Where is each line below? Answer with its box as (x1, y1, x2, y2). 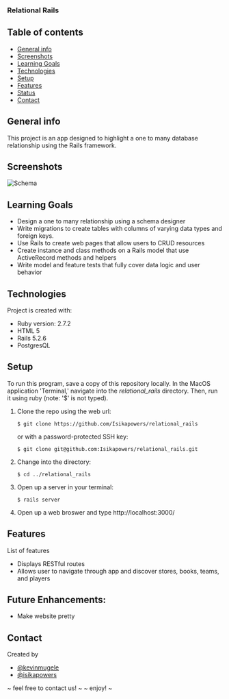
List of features (7, 546, 50, 554)
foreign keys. (16, 232, 54, 240)
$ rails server (16, 496, 61, 503)
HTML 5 (16, 326, 40, 334)
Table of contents (7, 27, 83, 38)
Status (16, 88, 36, 97)
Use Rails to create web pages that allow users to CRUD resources (16, 239, 205, 247)
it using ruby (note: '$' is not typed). (7, 393, 109, 402)
